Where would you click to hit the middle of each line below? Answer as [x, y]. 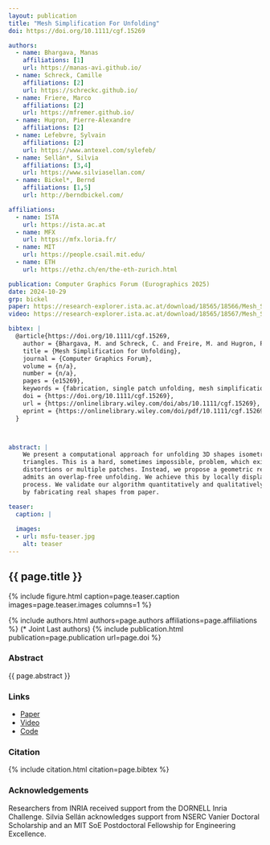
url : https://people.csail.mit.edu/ [84, 255]
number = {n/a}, [50, 374]
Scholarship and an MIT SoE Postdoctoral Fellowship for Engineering [122, 825]
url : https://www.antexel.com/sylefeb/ [90, 150]
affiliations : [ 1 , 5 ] [57, 188]
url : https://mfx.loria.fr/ [70, 240]
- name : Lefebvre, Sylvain [61, 135]
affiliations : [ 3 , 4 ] [57, 165]
